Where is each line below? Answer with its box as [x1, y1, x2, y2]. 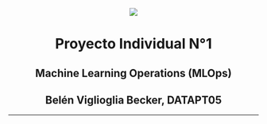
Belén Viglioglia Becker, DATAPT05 [44, 93, 222, 107]
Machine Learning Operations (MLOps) [35, 66, 232, 79]
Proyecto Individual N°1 [55, 35, 212, 53]
